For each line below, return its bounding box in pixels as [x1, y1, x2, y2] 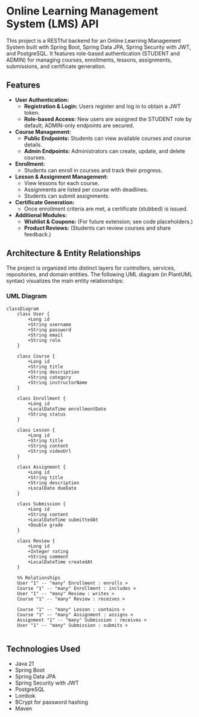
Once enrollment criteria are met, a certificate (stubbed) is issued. [24, 205, 188, 212]
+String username [28, 321, 71, 327]
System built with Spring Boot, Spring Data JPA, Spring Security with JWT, [6, 43, 191, 51]
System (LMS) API [6, 17, 99, 31]
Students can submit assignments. [24, 192, 110, 200]
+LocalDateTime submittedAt [28, 517, 98, 523]
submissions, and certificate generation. [6, 62, 107, 70]
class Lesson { [17, 427, 55, 433]
